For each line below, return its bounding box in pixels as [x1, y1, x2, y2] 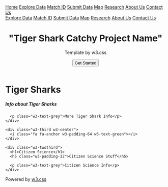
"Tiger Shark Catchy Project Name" [8, 33, 163, 44]
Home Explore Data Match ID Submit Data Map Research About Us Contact [5, 4, 163, 10]
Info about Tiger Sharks [5, 101, 57, 107]
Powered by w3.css [5, 176, 47, 182]
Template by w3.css [64, 49, 107, 56]
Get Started [74, 60, 97, 66]
